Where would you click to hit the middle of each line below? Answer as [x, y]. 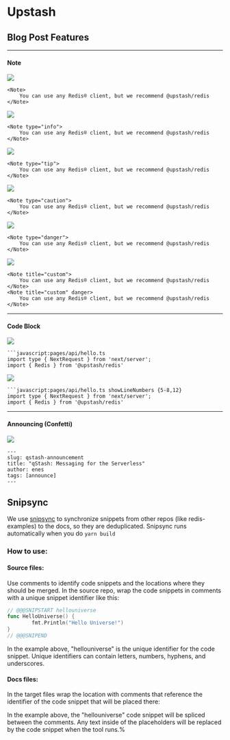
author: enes [26, 470]
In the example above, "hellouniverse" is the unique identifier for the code [111, 649]
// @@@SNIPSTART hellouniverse [52, 610]
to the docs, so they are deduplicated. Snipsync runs [112, 527]
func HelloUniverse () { [41, 616]
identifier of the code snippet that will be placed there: [84, 702]
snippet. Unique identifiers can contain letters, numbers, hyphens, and [106, 656]
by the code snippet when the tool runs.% [66, 730]
